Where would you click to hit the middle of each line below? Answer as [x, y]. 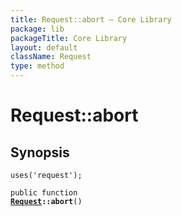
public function [44, 193]
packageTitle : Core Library [69, 38]
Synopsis [40, 152]
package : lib [37, 29]
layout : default [44, 47]
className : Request [51, 57]
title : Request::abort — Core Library [91, 19]
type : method [37, 66]
